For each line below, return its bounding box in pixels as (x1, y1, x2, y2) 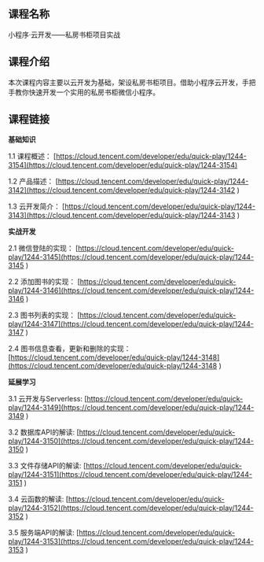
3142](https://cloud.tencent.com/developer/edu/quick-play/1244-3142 (8, 186, 236, 195)
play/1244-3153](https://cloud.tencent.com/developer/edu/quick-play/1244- (8, 537, 254, 546)
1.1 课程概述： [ (8, 152, 57, 161)
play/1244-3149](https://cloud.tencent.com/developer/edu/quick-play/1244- (8, 403, 255, 412)
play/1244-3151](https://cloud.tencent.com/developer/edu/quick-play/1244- (8, 470, 253, 479)
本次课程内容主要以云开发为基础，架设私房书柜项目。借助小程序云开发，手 (8, 77, 249, 87)
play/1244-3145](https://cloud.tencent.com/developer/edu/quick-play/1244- (8, 253, 255, 262)
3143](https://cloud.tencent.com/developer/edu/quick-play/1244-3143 (8, 211, 236, 220)
